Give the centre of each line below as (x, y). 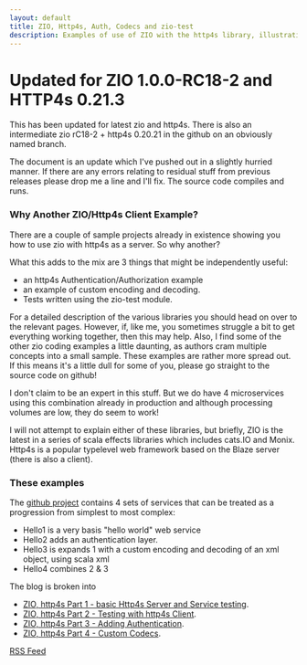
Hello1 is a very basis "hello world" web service (111, 530)
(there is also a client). (51, 459)
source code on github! (53, 375)
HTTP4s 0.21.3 (67, 99)
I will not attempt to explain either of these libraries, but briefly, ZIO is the (146, 429)
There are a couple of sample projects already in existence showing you (145, 235)
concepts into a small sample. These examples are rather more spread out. (150, 355)
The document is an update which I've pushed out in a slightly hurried (141, 162)
